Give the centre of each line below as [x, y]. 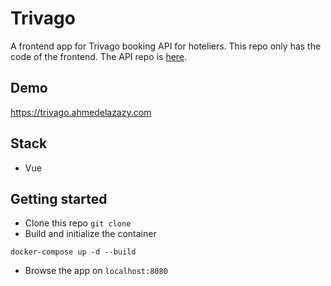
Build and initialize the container [90, 234]
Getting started [59, 198]
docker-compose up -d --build [73, 252]
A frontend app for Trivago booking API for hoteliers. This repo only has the [166, 46]
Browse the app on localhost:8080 [96, 271]
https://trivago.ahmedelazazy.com [81, 112]
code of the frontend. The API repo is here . [99, 56]
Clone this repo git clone [78, 223]
